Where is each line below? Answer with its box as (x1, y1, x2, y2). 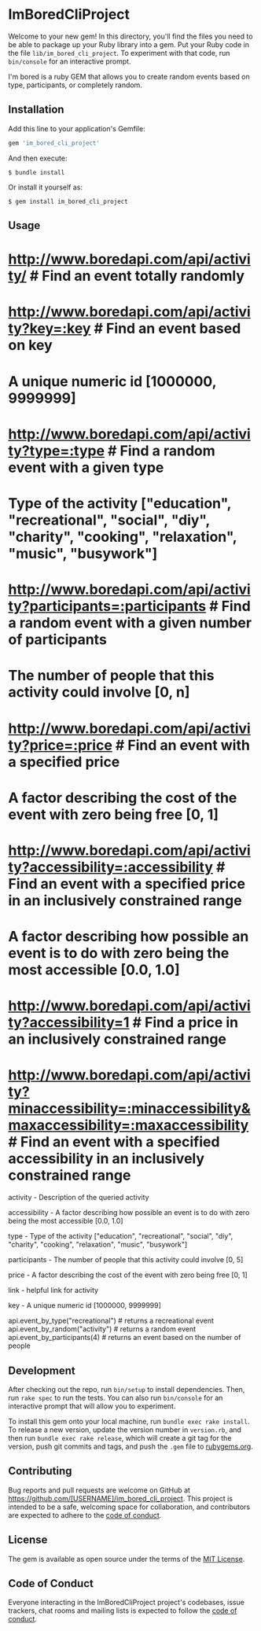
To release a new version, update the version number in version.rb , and (8, 1425, 242, 1434)
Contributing (8, 1464, 72, 1478)
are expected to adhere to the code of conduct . (8, 1510, 162, 1519)
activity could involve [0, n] (8, 683, 190, 701)
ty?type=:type (8, 442, 105, 459)
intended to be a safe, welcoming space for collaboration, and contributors (8, 1502, 250, 1511)
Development (8, 1364, 76, 1377)
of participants (8, 631, 108, 649)
